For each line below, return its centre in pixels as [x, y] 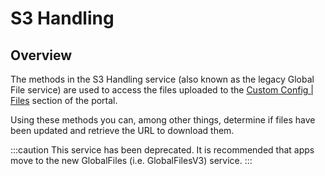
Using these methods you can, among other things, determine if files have [163, 120]
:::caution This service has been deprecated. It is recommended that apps [162, 150]
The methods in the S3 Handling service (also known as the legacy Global [162, 79]
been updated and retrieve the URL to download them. [122, 130]
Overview [41, 55]
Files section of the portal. [64, 100]
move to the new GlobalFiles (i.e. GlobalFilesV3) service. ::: [131, 160]
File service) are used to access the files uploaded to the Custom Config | [162, 90]
